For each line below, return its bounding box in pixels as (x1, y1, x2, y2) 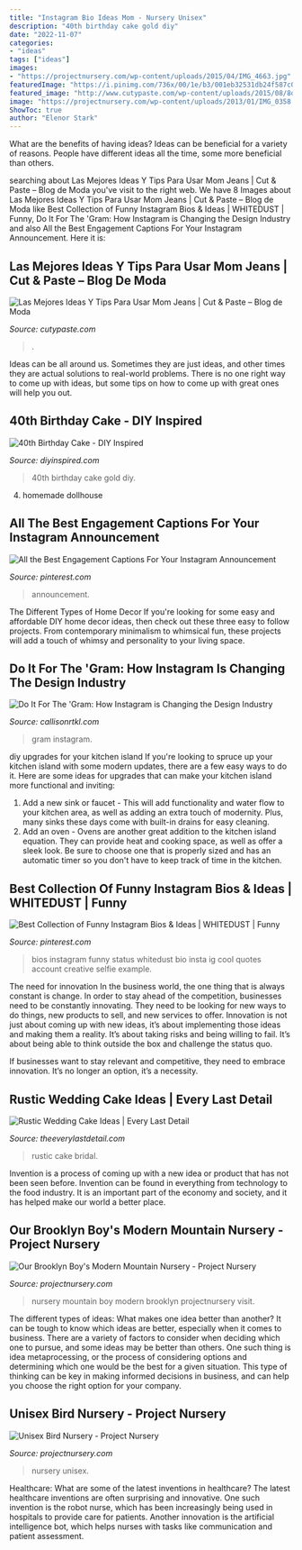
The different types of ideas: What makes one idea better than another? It (9, 1313, 281, 1324)
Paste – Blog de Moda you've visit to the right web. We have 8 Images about (9, 185, 291, 196)
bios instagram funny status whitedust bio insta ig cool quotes (31, 954, 262, 965)
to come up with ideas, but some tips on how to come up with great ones (9, 378, 280, 388)
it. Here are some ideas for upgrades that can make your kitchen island (9, 770, 272, 781)
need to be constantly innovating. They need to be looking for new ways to (9, 1000, 287, 1011)
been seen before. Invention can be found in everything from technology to (9, 1178, 288, 1188)
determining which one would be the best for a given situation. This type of (9, 1361, 288, 1372)
